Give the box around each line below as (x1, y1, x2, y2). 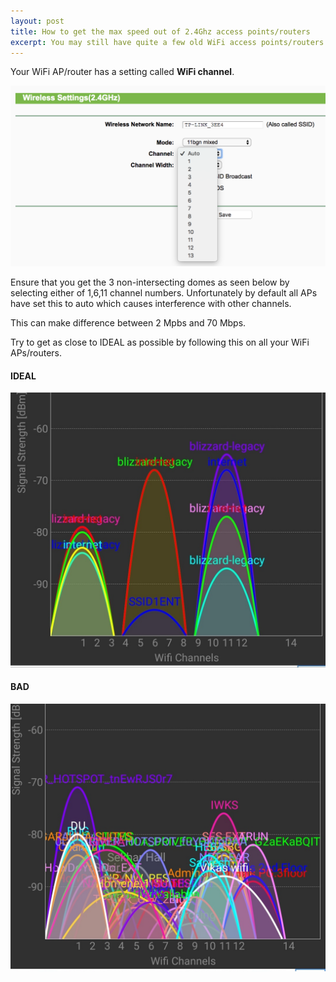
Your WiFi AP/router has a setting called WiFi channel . (10, 66, 235, 78)
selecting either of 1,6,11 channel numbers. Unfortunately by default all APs (10, 287, 318, 299)
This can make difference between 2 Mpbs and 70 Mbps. (10, 317, 247, 329)
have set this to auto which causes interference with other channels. (10, 298, 292, 310)
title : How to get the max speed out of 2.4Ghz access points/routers (10, 26, 311, 37)
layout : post (10, 16, 65, 26)
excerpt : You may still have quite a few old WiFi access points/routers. (10, 37, 329, 47)
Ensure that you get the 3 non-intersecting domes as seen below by (10, 276, 290, 289)
